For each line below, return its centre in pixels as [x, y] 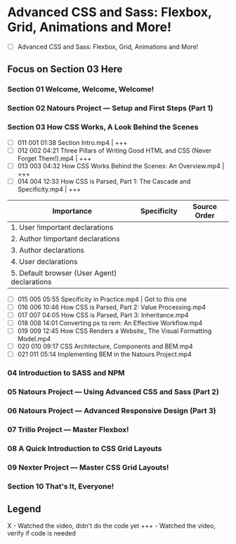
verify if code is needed [41, 533]
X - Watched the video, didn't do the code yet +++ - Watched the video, [112, 526]
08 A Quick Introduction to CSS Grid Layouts [85, 448]
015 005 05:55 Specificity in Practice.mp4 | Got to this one [102, 299]
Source [205, 206]
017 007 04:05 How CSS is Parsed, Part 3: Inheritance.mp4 [103, 315]
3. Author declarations [47, 250]
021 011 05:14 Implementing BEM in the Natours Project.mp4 [104, 354]
